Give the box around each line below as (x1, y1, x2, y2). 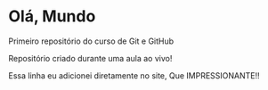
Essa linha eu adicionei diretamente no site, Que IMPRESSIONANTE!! (8, 70, 260, 81)
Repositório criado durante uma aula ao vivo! (8, 53, 173, 63)
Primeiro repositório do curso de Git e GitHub (8, 36, 175, 46)
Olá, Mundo (8, 6, 96, 27)
